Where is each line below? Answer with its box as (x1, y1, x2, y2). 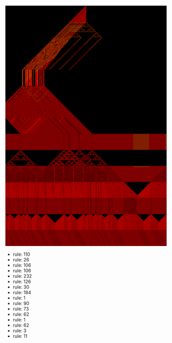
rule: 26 (12, 257, 30, 263)
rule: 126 (12, 278, 31, 285)
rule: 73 (12, 306, 29, 312)
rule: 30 (12, 284, 30, 290)
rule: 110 (12, 251, 31, 257)
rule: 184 (12, 290, 32, 296)
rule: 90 (12, 300, 30, 307)
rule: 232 (12, 273, 32, 279)
